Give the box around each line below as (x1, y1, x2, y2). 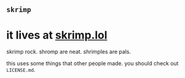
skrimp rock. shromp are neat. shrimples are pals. (6, 48, 131, 56)
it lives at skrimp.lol (6, 28, 108, 42)
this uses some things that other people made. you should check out (6, 60, 179, 67)
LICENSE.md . (6, 67, 35, 74)
